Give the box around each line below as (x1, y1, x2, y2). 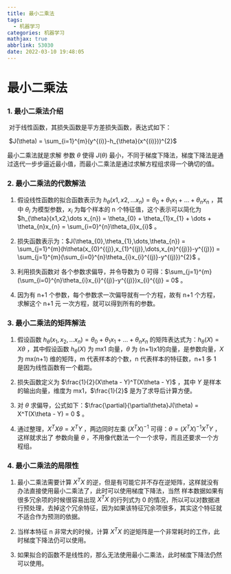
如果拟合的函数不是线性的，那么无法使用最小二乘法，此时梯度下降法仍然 (16, 551, 222, 559)
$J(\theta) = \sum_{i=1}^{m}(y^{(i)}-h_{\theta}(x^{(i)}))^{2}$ (8, 137, 177, 145)
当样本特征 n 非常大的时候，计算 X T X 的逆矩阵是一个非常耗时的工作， (16, 527, 214, 536)
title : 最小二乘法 (7, 10, 55, 17)
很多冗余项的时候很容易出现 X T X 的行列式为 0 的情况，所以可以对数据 (16, 494, 214, 504)
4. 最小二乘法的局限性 (7, 461, 79, 470)
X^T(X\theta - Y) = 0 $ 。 (16, 410, 88, 418)
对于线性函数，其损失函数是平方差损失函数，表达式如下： (8, 123, 172, 131)
